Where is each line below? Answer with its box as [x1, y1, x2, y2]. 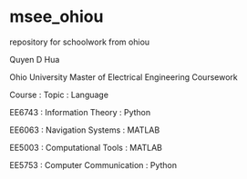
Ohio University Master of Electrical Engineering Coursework [9, 71, 239, 83]
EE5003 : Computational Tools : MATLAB [9, 142, 162, 153]
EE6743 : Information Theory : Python [9, 106, 151, 117]
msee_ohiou [9, 6, 104, 27]
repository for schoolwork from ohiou [9, 36, 150, 47]
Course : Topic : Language [9, 89, 109, 100]
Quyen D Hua [9, 54, 60, 65]
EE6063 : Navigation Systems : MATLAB [9, 124, 160, 135]
